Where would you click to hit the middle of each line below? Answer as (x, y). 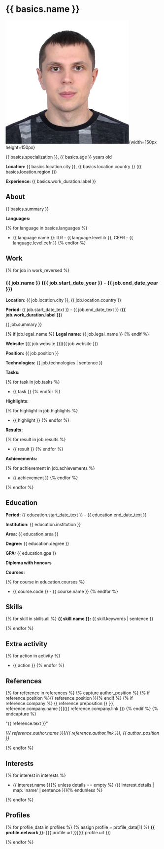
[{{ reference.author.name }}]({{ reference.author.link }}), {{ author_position (82, 733)
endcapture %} (21, 714)
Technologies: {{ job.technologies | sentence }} (54, 362)
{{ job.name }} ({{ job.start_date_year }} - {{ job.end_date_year (82, 283)
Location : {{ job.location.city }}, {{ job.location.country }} (64, 300)
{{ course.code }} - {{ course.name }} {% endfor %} (66, 591)
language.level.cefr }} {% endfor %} (49, 243)
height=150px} (20, 147)
